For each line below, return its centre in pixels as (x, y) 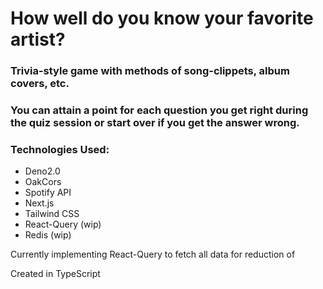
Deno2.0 (42, 171)
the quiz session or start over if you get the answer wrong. (155, 123)
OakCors (43, 182)
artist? (38, 39)
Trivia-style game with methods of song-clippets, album (150, 71)
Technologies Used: (60, 149)
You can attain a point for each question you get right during (159, 110)
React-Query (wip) (63, 224)
